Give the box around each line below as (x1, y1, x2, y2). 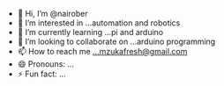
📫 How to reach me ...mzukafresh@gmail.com (17, 47, 188, 56)
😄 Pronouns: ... (17, 59, 75, 69)
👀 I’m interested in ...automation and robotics (17, 18, 181, 28)
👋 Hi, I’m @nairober (17, 9, 88, 18)
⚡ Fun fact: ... (17, 68, 66, 79)
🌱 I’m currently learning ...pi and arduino (17, 27, 164, 37)
